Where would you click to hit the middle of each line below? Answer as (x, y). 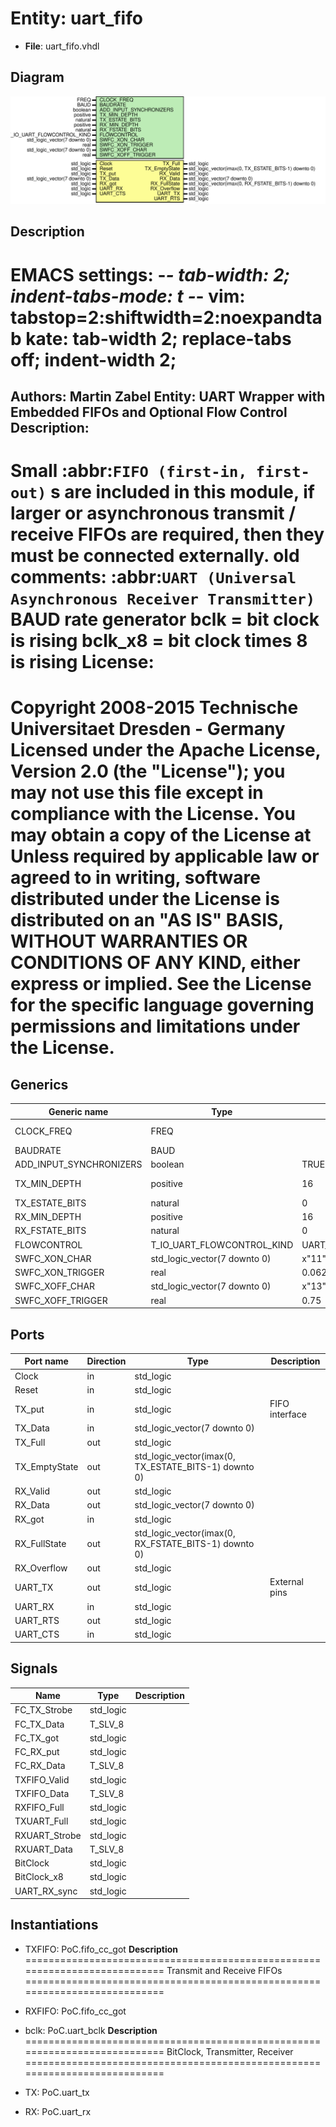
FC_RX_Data (40, 1766)
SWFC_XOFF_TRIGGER (61, 1300)
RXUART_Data (43, 1849)
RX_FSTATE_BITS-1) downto (194, 1543)
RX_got (29, 1519)
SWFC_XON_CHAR (53, 1258)
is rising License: (82, 662)
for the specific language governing (162, 1005)
